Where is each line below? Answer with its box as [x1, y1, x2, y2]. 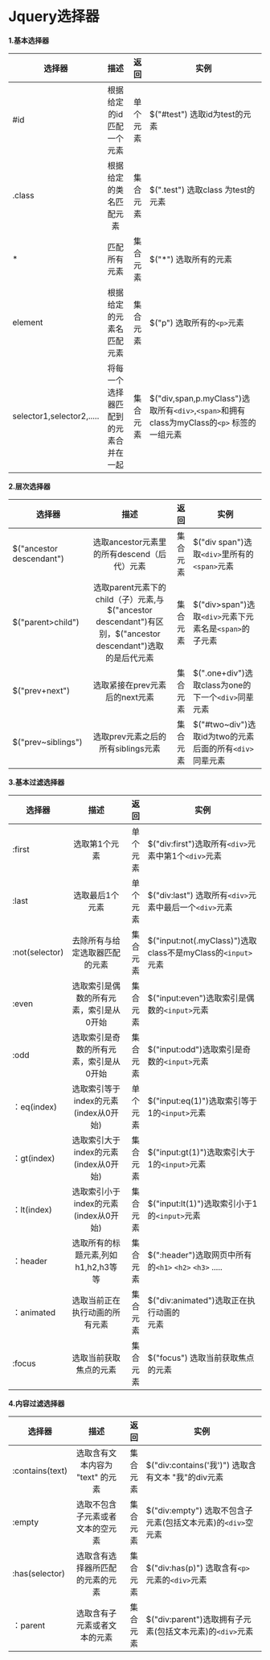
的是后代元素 [105, 652, 154, 664]
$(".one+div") [192, 667, 245, 678]
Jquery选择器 [8, 7, 100, 26]
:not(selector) [12, 946, 64, 958]
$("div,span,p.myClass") [149, 393, 243, 404]
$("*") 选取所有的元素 [149, 253, 233, 264]
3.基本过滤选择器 [8, 777, 65, 787]
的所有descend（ [92, 548, 159, 560]
